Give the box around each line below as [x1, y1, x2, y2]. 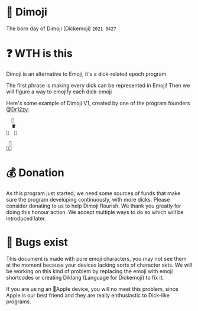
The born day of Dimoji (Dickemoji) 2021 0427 [6, 25, 116, 32]
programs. [6, 298, 31, 305]
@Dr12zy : [6, 106, 30, 113]
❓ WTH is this [6, 47, 73, 60]
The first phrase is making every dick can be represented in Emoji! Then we [6, 82, 190, 89]
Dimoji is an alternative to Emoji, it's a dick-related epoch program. [6, 70, 168, 77]
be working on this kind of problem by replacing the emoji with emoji [6, 267, 173, 274]
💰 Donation [6, 166, 64, 180]
